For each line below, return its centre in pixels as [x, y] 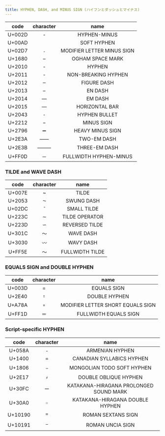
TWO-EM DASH [97, 139]
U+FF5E [18, 251]
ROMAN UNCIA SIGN [110, 425]
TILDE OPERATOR [83, 217]
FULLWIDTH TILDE [82, 251]
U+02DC [18, 209]
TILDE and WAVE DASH [33, 172]
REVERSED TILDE [82, 224]
